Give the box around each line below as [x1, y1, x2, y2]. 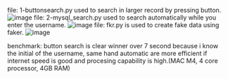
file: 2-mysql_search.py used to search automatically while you [34, 13, 217, 22]
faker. [7, 28, 24, 36]
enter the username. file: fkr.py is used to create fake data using [7, 21, 220, 29]
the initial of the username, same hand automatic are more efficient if [7, 49, 208, 57]
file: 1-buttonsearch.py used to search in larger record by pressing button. [7, 6, 222, 14]
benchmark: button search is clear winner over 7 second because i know [7, 42, 219, 50]
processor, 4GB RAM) [7, 64, 70, 72]
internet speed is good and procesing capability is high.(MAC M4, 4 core [7, 57, 218, 65]
